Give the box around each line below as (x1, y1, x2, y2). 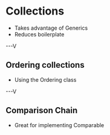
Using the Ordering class (14, 76, 77, 83)
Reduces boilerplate (14, 30, 65, 38)
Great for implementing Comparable (14, 121, 105, 128)
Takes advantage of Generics (14, 24, 88, 31)
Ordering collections (5, 60, 85, 70)
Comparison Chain (5, 105, 78, 116)
